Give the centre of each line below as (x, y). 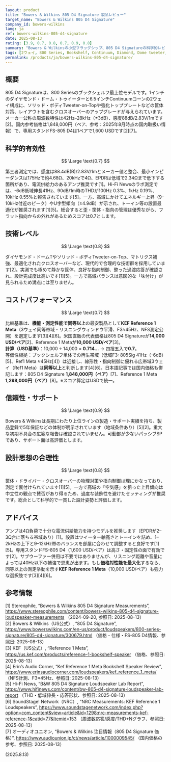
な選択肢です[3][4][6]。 (30, 575)
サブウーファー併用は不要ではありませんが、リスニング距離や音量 (89, 557)
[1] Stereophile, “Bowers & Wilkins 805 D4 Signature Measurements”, (78, 606)
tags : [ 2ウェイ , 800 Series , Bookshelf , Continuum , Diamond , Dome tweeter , (86, 52)
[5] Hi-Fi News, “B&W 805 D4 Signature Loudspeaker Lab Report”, (75, 684)
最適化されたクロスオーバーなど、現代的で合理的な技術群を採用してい (88, 263)
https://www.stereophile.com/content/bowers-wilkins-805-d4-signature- (82, 611)
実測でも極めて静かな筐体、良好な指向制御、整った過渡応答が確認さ (91, 269)
